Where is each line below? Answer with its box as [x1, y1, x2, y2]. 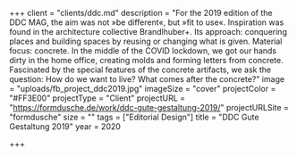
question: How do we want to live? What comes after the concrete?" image [9, 74, 284, 84]
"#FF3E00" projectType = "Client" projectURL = [9, 93, 186, 103]
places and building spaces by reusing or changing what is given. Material [9, 36, 283, 46]
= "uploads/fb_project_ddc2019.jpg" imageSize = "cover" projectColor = [9, 84, 276, 94]
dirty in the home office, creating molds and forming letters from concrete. [9, 55, 284, 65]
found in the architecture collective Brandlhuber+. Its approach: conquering [9, 27, 288, 37]
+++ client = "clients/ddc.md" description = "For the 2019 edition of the [9, 8, 273, 18]
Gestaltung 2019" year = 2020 [9, 121, 121, 132]
